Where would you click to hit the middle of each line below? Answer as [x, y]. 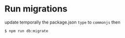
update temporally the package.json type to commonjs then [62, 22]
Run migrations [36, 9]
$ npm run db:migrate [27, 31]
